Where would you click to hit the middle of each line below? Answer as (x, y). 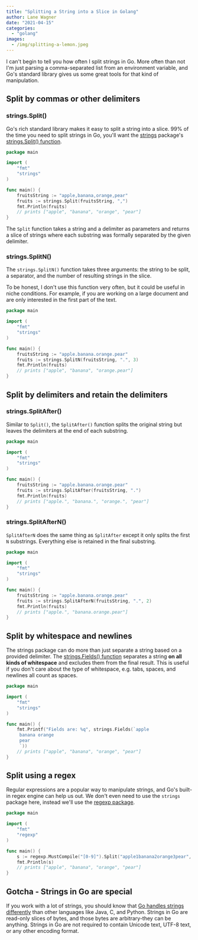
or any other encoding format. (43, 931)
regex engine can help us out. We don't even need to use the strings (96, 796)
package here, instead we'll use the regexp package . (71, 802)
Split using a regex (41, 776)
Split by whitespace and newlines (69, 636)
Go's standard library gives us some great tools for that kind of (82, 74)
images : (16, 39)
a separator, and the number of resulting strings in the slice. (79, 276)
